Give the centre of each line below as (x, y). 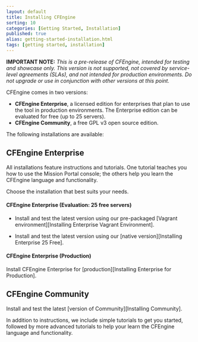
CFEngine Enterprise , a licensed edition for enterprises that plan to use (102, 103)
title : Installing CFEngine (41, 17)
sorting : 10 (21, 23)
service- (180, 68)
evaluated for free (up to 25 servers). (60, 116)
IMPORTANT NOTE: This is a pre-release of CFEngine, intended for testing (98, 62)
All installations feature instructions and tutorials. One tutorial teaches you (97, 167)
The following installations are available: (55, 134)
